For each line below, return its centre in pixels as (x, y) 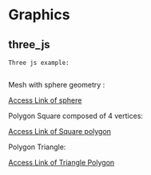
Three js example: (39, 63)
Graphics (39, 15)
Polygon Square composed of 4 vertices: (76, 116)
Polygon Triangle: (37, 147)
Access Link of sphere (45, 100)
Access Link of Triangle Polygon (62, 163)
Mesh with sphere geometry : (57, 85)
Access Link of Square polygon (60, 131)
